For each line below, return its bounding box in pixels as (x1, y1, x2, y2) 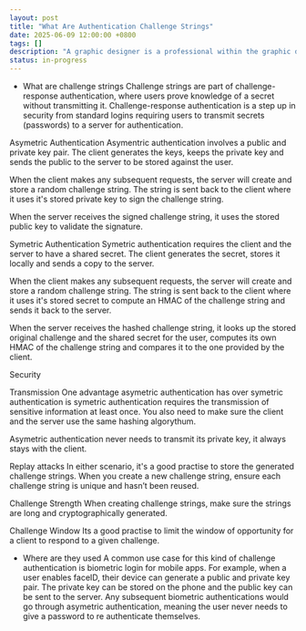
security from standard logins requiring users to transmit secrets (22, 110, 265, 120)
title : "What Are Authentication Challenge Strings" (9, 22, 214, 31)
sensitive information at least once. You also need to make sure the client (9, 407, 284, 417)
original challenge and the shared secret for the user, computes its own (9, 332, 277, 343)
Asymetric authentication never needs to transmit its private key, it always (9, 434, 287, 444)
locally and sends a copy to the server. (9, 258, 155, 269)
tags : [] (9, 38, 43, 48)
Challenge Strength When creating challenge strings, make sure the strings (9, 498, 291, 509)
